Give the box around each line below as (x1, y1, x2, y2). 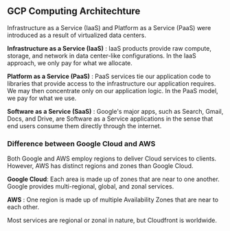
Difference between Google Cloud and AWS (7, 138, 156, 148)
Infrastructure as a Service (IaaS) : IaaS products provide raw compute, (7, 44, 211, 52)
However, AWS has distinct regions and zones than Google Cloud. (7, 162, 194, 170)
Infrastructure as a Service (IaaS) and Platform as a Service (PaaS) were (7, 23, 211, 32)
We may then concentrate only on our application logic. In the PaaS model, (7, 86, 218, 95)
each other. (7, 203, 40, 211)
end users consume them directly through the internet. (7, 121, 162, 130)
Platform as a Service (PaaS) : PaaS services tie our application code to (7, 72, 211, 80)
